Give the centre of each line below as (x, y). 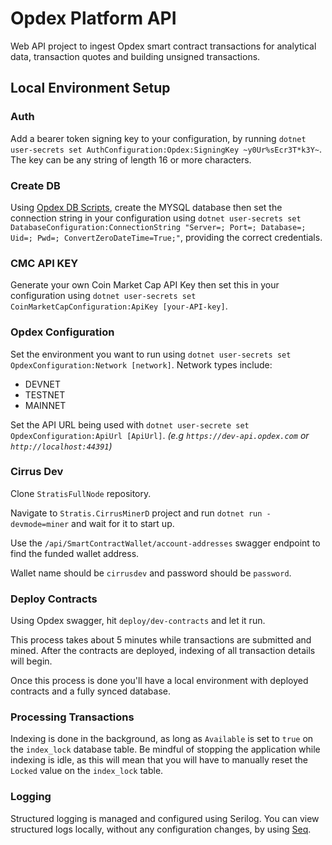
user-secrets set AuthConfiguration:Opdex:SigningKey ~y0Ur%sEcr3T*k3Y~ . (166, 149)
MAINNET (45, 405)
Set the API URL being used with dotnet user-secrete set (130, 424)
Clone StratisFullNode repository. (81, 493)
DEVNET (42, 384)
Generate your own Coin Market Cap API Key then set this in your (145, 285)
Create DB (35, 185)
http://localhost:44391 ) (61, 446)
